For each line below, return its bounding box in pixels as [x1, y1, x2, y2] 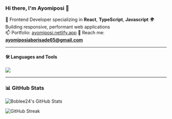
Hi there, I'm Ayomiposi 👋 [5, 5, 69, 12]
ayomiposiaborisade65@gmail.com [5, 37, 83, 43]
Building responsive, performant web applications [5, 24, 110, 30]
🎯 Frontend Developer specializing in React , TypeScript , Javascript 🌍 [5, 16, 155, 22]
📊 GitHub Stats [5, 84, 45, 91]
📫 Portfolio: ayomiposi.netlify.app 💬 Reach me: [5, 30, 105, 36]
